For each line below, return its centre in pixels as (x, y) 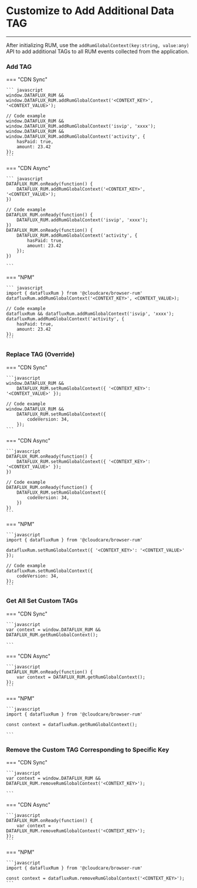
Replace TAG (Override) (40, 354)
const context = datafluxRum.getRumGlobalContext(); (72, 724)
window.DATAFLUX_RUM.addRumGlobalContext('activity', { (76, 137)
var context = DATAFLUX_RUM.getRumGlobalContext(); (81, 677)
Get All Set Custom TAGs (42, 601)
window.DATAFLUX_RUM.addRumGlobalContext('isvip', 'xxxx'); (81, 127)
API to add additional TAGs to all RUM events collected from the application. (98, 51)
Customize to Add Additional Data (90, 11)
